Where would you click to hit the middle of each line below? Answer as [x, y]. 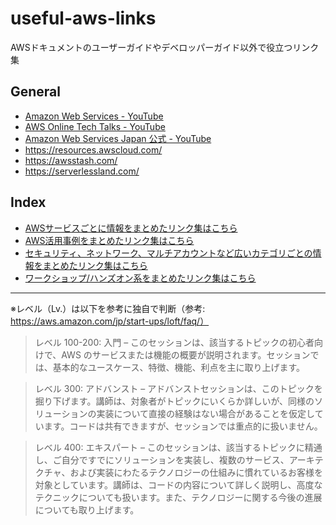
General [36, 92]
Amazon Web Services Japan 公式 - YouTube [118, 138]
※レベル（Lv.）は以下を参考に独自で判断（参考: [108, 308]
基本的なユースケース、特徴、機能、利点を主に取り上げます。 [178, 367]
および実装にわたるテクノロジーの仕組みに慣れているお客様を [196, 472]
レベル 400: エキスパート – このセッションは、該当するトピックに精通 [178, 447]
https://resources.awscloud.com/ [93, 149]
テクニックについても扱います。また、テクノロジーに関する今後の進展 [178, 497]
